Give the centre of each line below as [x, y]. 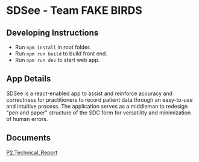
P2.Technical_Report [32, 152]
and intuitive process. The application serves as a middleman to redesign [97, 106]
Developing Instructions [52, 33]
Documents [29, 138]
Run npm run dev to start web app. [57, 60]
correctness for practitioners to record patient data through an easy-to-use [99, 99]
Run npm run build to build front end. [61, 54]
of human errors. [27, 119]
